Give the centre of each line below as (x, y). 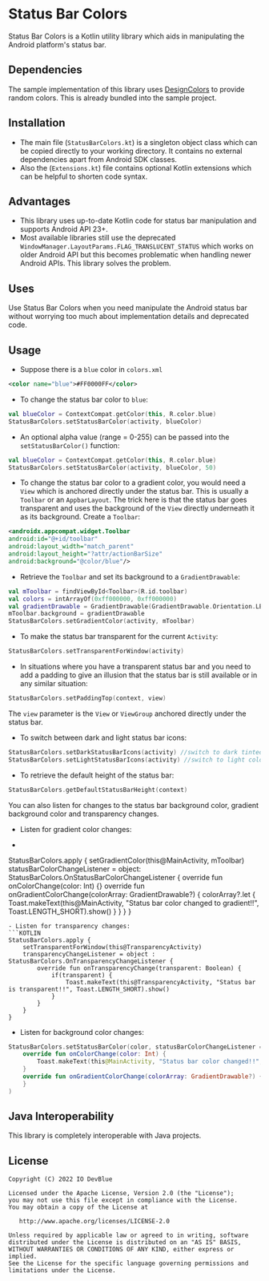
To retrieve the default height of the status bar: (97, 775)
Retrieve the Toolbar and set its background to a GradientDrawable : (130, 576)
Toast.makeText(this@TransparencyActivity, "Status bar (161, 982)
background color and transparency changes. (84, 814)
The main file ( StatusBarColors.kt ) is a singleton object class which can (139, 142)
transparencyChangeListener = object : (89, 954)
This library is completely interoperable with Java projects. (105, 1136)
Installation (37, 123)
